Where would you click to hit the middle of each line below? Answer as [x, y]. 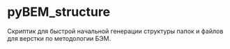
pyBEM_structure [59, 12]
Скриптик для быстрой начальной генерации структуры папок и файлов [115, 31]
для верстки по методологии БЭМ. [59, 38]
